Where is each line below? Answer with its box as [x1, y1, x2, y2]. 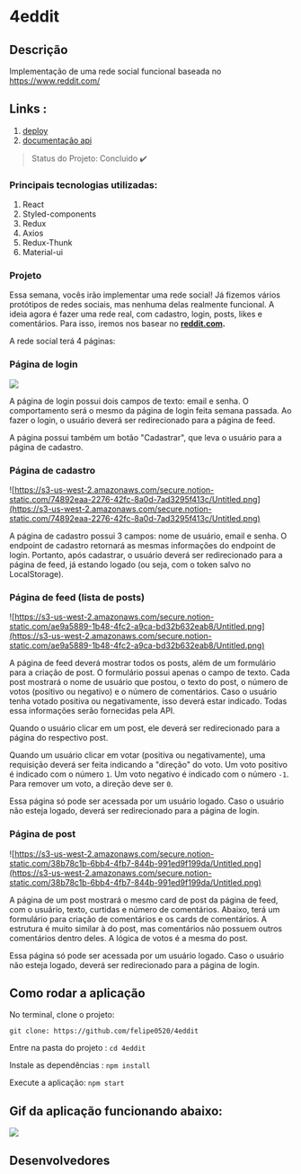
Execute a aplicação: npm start [9, 1077, 125, 1089]
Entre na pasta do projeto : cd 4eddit [9, 1043, 146, 1054]
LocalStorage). [9, 569, 65, 579]
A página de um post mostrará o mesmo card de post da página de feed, [9, 894, 279, 905]
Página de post [9, 828, 76, 840]
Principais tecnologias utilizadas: [9, 178, 158, 191]
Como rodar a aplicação [9, 985, 146, 1001]
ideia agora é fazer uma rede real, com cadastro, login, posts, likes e [9, 308, 263, 320]
